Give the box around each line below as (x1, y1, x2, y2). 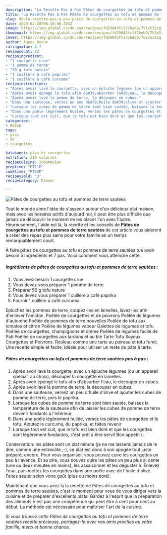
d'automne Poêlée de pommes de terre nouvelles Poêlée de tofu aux (5, 318, 146, 324)
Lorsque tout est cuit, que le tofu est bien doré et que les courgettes (12, 427, 153, 432)
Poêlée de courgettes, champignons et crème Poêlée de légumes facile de (5, 328, 158, 334)
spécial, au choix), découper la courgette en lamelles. (12, 374, 122, 380)
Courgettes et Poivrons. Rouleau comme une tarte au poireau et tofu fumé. (5, 339, 158, 345)
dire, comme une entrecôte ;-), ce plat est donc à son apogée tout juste (5, 446, 152, 453)
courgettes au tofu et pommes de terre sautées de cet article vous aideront (5, 227, 162, 233)
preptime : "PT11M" (5, 164, 44, 169)
